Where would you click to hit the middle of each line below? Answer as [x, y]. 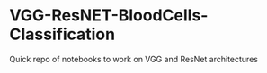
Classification [62, 34]
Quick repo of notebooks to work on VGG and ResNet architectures [134, 59]
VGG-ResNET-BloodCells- [109, 16]
